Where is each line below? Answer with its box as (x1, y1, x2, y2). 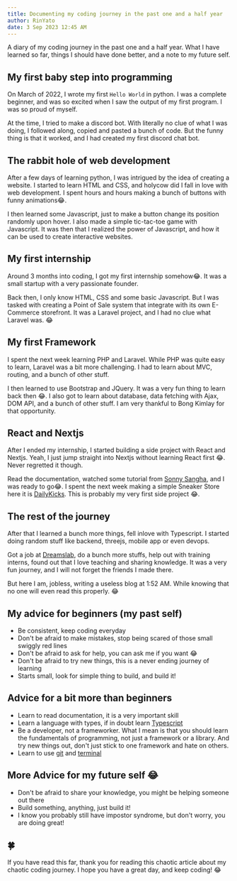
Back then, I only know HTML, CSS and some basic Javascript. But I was (7, 292, 219, 302)
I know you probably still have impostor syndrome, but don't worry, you (17, 811, 226, 819)
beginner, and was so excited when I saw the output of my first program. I (7, 97, 223, 106)
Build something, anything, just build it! (17, 803, 131, 811)
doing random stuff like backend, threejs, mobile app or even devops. (7, 537, 210, 545)
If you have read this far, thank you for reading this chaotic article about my (7, 858, 226, 866)
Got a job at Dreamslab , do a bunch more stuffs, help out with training (7, 551, 211, 559)
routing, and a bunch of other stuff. (7, 370, 110, 378)
